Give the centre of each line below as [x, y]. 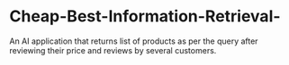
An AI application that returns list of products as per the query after [134, 41]
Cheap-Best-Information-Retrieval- [145, 16]
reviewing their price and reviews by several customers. [113, 50]
